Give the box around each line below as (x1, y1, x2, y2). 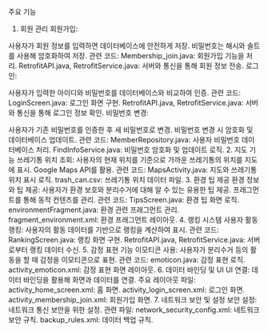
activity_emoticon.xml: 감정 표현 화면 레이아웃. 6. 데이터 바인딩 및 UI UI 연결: (8, 265, 250, 274)
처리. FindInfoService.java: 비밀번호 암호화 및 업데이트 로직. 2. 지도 (35, 145, 248, 154)
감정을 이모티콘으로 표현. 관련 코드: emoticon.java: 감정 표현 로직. (39, 255, 246, 264)
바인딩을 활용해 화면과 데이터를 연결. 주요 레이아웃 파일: (22, 275, 196, 284)
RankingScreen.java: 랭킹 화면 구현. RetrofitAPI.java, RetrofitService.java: (8, 235, 246, 244)
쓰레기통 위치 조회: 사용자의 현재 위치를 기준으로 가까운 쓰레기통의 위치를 (16, 155, 243, 164)
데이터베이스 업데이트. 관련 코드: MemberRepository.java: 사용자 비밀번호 (8, 135, 240, 144)
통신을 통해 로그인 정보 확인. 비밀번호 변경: (16, 108, 150, 118)
